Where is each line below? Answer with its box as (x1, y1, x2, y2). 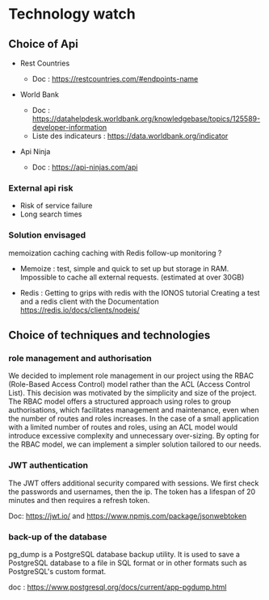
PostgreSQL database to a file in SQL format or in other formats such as (8, 558, 248, 568)
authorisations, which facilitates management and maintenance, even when (8, 405, 260, 415)
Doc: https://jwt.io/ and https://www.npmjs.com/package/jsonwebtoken (8, 510, 247, 521)
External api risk (8, 183, 74, 194)
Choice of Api (8, 37, 78, 51)
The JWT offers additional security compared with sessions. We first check (8, 478, 259, 488)
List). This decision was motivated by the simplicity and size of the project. (8, 388, 257, 398)
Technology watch (8, 5, 136, 23)
